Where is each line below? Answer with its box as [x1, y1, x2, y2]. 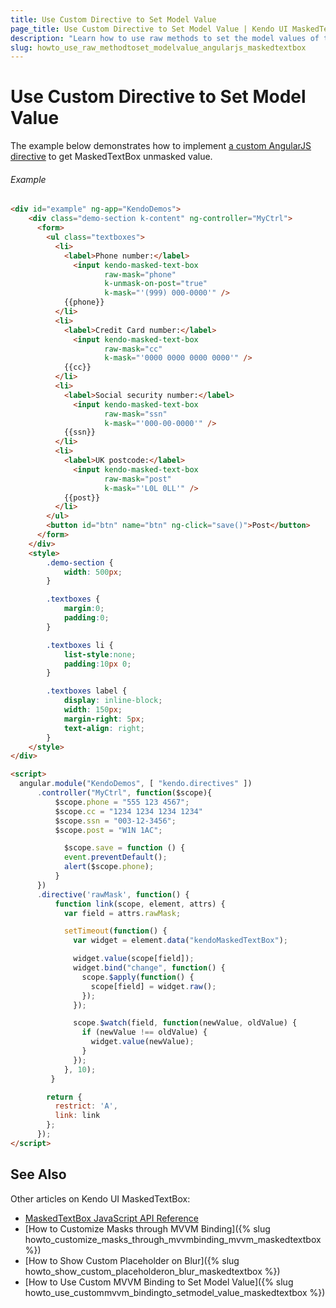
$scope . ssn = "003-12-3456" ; [54, 816, 177, 826]
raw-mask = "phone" [104, 269, 177, 280]
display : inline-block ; [63, 696, 163, 706]
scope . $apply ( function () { [81, 972, 195, 982]
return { [46, 1092, 83, 1102]
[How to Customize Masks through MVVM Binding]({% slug [24, 1222, 271, 1235]
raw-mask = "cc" [104, 344, 163, 354]
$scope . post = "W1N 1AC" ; [54, 825, 163, 835]
